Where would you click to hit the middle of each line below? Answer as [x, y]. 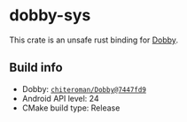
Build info [36, 68]
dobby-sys [50, 15]
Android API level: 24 [60, 98]
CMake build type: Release [71, 108]
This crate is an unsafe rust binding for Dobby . [94, 40]
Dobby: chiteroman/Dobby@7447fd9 [84, 88]
